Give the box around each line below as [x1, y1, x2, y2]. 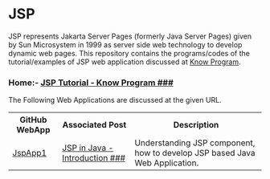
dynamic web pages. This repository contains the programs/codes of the [8, 48, 251, 58]
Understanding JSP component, [134, 137, 256, 148]
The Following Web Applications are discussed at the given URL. [8, 96, 223, 105]
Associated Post [62, 120, 127, 131]
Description [173, 120, 219, 131]
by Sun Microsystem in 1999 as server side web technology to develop [8, 39, 243, 49]
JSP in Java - [62, 142, 114, 153]
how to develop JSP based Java [134, 148, 256, 159]
